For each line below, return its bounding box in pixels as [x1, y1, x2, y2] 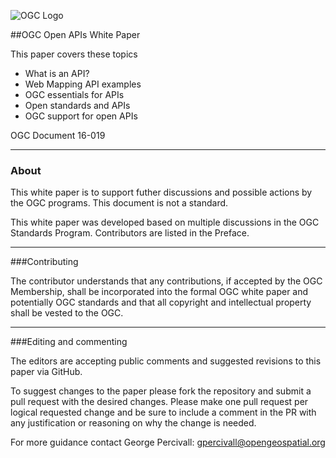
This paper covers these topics [10, 48, 138, 60]
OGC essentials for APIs [24, 89, 125, 100]
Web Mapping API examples [24, 78, 142, 90]
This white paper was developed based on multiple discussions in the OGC [10, 216, 320, 229]
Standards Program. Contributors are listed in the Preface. [10, 227, 250, 239]
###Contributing [10, 256, 79, 268]
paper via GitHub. [10, 366, 83, 378]
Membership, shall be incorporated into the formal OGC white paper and [10, 286, 309, 298]
